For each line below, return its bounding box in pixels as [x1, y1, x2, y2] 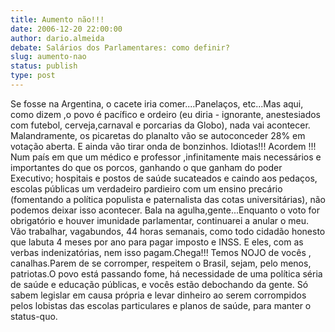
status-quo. [10, 310, 58, 322]
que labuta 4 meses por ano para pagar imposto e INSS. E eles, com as [10, 236, 304, 248]
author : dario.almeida [10, 33, 105, 43]
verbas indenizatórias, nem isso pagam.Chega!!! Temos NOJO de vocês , [10, 246, 312, 258]
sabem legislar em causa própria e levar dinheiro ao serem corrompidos [10, 289, 307, 301]
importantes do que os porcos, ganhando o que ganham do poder [10, 161, 283, 173]
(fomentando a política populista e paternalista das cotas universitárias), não [10, 193, 326, 205]
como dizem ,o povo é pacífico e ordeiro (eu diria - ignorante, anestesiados [10, 108, 321, 120]
